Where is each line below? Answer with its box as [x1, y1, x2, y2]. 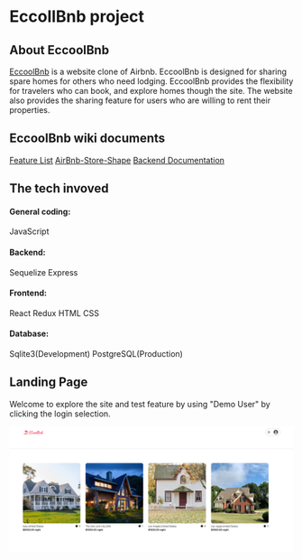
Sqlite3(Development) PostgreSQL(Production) [9, 349, 183, 359]
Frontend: [9, 287, 48, 299]
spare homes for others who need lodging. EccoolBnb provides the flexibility [9, 76, 294, 87]
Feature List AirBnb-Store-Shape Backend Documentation [9, 154, 225, 165]
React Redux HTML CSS [9, 307, 100, 318]
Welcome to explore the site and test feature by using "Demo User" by [9, 398, 270, 409]
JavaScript [9, 226, 50, 237]
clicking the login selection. [9, 408, 111, 419]
